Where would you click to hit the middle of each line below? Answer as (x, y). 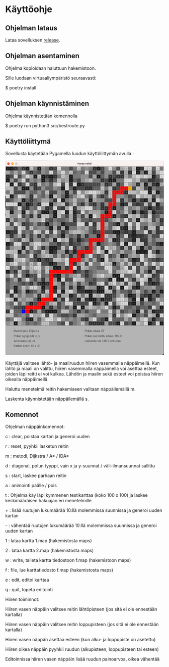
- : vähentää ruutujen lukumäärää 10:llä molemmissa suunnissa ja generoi (81, 526)
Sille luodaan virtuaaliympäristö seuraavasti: (51, 78)
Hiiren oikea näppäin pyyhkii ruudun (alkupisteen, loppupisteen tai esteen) (82, 649)
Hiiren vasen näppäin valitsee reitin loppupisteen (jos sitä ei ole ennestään (82, 625)
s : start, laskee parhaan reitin (36, 475)
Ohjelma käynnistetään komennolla (41, 116)
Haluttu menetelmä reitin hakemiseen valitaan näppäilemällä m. (70, 389)
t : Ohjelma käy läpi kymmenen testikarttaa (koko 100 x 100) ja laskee (76, 495)
